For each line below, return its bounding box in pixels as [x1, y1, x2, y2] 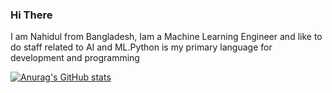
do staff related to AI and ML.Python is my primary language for [10, 41, 273, 53]
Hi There [10, 8, 53, 22]
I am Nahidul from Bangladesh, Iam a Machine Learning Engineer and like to [10, 31, 323, 43]
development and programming [10, 52, 140, 64]
